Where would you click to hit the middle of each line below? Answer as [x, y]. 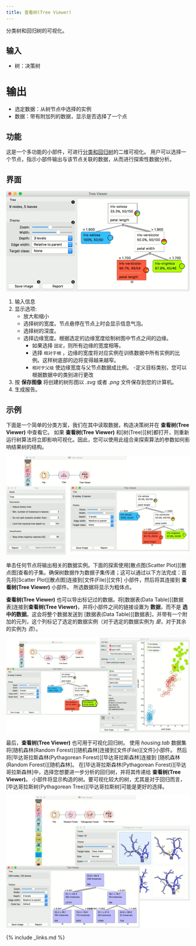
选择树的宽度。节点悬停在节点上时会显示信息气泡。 [85, 324]
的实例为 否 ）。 [23, 629]
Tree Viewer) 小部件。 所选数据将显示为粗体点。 [77, 587]
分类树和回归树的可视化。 [37, 30]
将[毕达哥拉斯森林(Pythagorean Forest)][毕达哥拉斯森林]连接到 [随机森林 [93, 757]
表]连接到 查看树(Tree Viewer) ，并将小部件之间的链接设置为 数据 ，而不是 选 [97, 607]
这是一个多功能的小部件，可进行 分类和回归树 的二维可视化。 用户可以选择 [94, 152]
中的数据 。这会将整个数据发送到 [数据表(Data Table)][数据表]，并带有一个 [94, 614]
